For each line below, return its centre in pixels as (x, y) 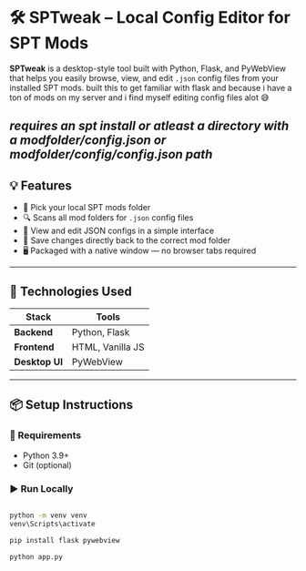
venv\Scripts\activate (52, 524)
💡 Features (41, 185)
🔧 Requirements (46, 435)
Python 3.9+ (46, 455)
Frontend (34, 347)
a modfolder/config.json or (88, 141)
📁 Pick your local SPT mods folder (87, 208)
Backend (33, 331)
